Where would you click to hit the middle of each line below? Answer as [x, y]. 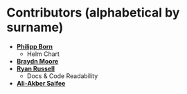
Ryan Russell [35, 68]
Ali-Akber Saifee [41, 83]
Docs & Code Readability [62, 76]
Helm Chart [43, 54]
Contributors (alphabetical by [93, 13]
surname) [35, 27]
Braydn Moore [37, 61]
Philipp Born [35, 46]
